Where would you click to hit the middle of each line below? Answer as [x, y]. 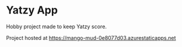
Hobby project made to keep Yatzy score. [57, 26]
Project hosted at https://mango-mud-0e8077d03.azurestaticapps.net [91, 38]
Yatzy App [32, 10]
